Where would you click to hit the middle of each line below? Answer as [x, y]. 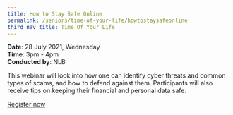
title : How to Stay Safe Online [55, 14]
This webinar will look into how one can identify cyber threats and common [116, 75]
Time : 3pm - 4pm [33, 54]
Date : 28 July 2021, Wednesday [54, 47]
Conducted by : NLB [36, 62]
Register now [26, 104]
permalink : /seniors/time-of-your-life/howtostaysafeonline [98, 20]
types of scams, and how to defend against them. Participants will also [110, 83]
